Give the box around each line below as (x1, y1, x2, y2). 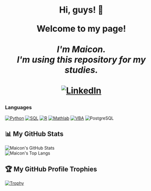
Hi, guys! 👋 (59, 4, 104, 16)
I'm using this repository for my (16, 54, 146, 65)
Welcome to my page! (36, 23, 126, 35)
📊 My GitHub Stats (5, 130, 64, 138)
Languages (5, 104, 32, 111)
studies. (64, 65, 98, 76)
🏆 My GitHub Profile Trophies (5, 165, 97, 173)
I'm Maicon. (57, 44, 106, 55)
